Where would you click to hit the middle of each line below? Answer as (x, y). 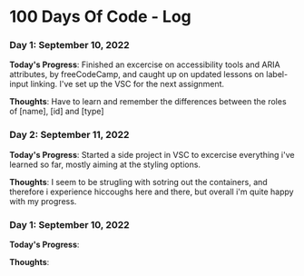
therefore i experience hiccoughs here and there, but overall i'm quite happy (152, 192)
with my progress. (43, 201)
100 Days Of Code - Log (101, 17)
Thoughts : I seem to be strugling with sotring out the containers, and (138, 182)
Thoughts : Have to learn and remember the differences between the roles (148, 102)
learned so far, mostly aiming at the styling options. (105, 164)
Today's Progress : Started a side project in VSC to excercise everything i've (152, 154)
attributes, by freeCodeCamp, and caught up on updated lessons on (137, 74)
